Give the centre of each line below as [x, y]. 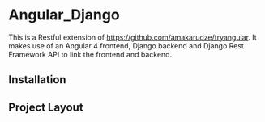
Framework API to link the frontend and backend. [90, 54]
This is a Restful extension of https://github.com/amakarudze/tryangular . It [132, 37]
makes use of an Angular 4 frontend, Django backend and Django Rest [126, 45]
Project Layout [46, 107]
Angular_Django [64, 15]
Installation [37, 80]
